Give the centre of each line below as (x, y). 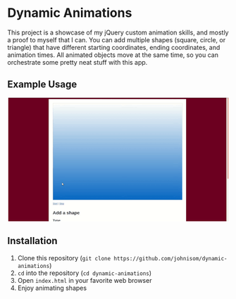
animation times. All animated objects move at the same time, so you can (113, 55)
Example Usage (42, 85)
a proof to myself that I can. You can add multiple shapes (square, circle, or (117, 39)
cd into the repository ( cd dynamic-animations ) (85, 273)
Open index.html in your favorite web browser (85, 280)
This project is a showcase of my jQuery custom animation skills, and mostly (118, 32)
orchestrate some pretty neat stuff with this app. (77, 62)
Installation (32, 241)
